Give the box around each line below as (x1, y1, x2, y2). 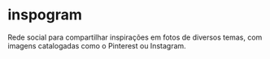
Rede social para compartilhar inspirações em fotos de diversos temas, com (7, 32, 263, 42)
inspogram (7, 6, 83, 24)
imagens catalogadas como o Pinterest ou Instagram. (7, 40, 186, 50)
